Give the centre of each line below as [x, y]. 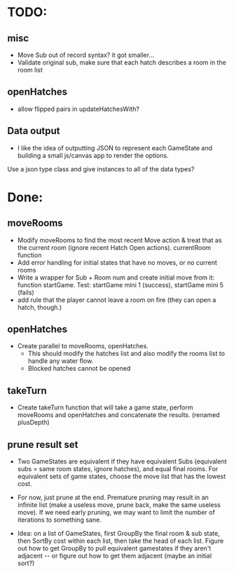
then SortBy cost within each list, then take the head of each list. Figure [121, 541]
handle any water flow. [61, 361]
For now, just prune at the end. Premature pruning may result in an [113, 498]
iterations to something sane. [59, 520]
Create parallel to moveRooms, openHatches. [83, 346]
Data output [34, 131]
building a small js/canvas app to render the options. [93, 155]
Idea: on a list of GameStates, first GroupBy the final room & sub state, [119, 534]
